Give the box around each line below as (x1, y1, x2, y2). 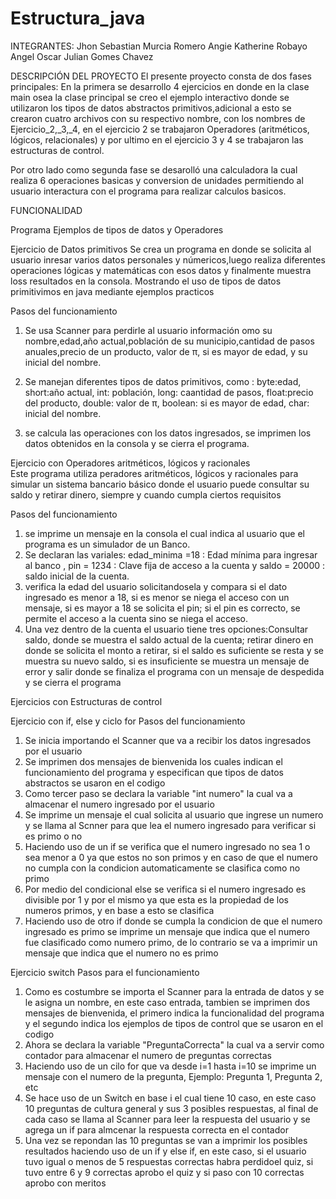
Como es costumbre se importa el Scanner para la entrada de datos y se (24, 985, 325, 997)
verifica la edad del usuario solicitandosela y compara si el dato (24, 580, 288, 592)
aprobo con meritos (24, 1177, 107, 1189)
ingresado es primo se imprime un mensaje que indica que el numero (24, 925, 311, 937)
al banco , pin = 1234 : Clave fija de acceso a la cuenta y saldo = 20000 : (24, 559, 326, 571)
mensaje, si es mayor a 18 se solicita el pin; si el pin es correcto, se (24, 602, 301, 614)
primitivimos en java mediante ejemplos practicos (10, 285, 215, 297)
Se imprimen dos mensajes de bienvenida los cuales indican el (24, 755, 283, 767)
